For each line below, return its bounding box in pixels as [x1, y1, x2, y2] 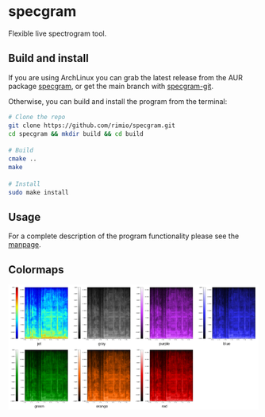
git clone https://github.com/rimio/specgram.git [8, 122, 176, 129]
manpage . [8, 240, 41, 249]
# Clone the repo [8, 113, 66, 121]
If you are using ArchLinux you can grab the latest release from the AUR [8, 72, 244, 82]
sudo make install [8, 188, 69, 196]
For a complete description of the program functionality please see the [8, 231, 240, 241]
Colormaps [8, 263, 65, 276]
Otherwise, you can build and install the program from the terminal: [8, 96, 228, 106]
